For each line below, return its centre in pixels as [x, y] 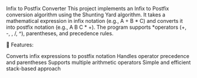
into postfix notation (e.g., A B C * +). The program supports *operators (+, [96, 27]
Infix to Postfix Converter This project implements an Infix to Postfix [88, 9]
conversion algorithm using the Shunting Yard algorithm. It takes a [86, 15]
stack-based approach [33, 69]
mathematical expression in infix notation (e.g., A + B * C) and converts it [94, 21]
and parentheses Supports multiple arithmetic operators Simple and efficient [98, 62]
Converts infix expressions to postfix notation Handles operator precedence [98, 56]
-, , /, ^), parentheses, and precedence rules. [60, 33]
